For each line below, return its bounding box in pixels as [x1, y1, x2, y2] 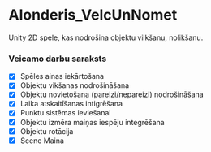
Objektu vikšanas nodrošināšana [19, 80, 130, 90]
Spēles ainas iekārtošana [19, 72, 104, 81]
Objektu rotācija [19, 126, 74, 136]
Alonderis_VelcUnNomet [8, 6, 178, 24]
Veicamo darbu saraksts [8, 53, 107, 64]
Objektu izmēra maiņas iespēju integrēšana [19, 117, 165, 127]
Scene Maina [19, 136, 65, 145]
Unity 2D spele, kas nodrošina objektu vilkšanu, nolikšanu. [8, 33, 204, 42]
